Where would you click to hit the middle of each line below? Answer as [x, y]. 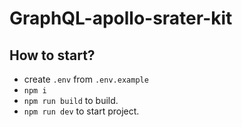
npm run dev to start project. [81, 111]
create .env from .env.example [86, 79]
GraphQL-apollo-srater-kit [121, 18]
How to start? [52, 55]
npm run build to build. [71, 100]
